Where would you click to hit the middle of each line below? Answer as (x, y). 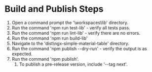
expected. (22, 54)
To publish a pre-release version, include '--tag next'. (73, 64)
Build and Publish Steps (54, 9)
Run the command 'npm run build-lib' (50, 38)
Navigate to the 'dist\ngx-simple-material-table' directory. (70, 43)
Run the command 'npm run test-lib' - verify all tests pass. (71, 27)
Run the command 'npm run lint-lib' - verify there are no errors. (76, 33)
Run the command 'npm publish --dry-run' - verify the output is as (79, 48)
